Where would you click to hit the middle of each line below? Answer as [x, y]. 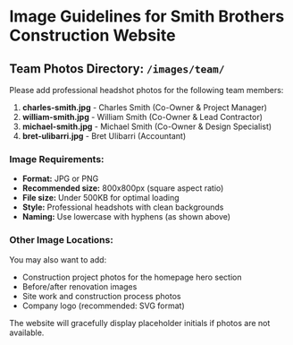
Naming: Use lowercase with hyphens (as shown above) [126, 217]
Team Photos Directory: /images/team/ [117, 69]
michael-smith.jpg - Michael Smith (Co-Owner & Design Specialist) [147, 126]
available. [27, 332]
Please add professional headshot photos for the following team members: [146, 90]
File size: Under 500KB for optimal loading [101, 198]
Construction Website [92, 35]
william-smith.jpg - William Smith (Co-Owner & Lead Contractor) [142, 117]
